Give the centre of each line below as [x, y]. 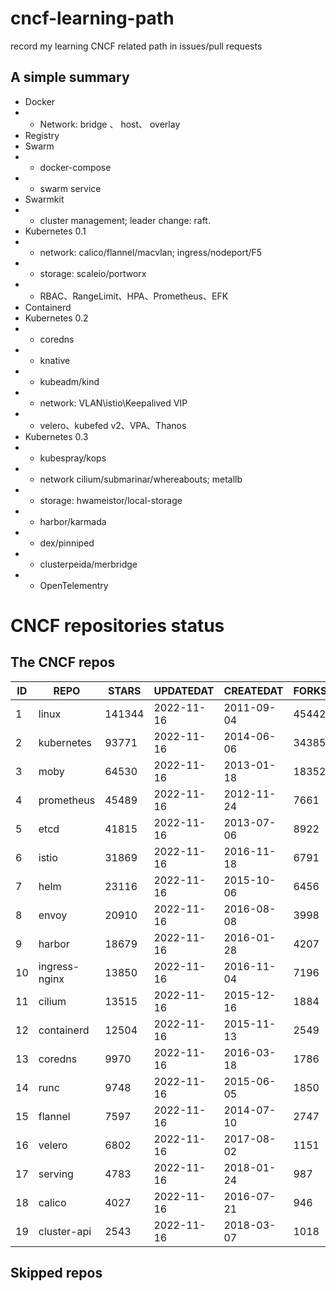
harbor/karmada [73, 521]
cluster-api [65, 1231]
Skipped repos [56, 1273]
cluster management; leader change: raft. [125, 220]
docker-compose [75, 167]
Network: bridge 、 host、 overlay [110, 124]
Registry [42, 135]
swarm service [70, 188]
